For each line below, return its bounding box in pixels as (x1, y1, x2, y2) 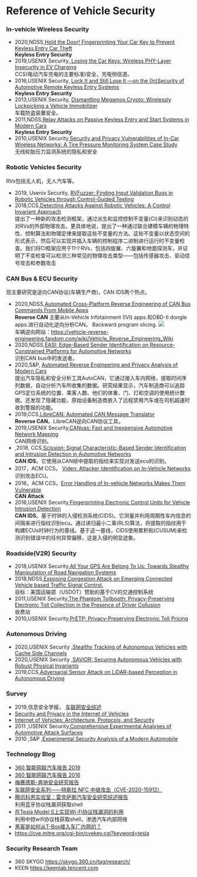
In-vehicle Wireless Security (6, 25, 89, 34)
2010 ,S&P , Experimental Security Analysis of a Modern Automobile (14, 735, 178, 742)
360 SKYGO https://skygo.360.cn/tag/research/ (14, 858, 131, 865)
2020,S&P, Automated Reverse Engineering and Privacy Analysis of (14, 361, 178, 368)
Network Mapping (14, 431, 59, 438)
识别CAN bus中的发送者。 (14, 355, 78, 362)
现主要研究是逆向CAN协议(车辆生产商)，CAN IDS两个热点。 (6, 289, 151, 296)
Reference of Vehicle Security (6, 4, 156, 18)
